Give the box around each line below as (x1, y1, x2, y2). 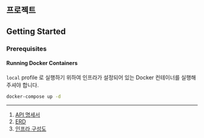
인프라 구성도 (15, 125, 47, 132)
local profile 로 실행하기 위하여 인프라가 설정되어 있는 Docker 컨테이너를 (6, 74, 180, 81)
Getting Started (6, 26, 66, 36)
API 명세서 (15, 111, 41, 118)
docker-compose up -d (6, 93, 61, 100)
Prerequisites (6, 44, 47, 53)
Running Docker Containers (6, 60, 78, 67)
